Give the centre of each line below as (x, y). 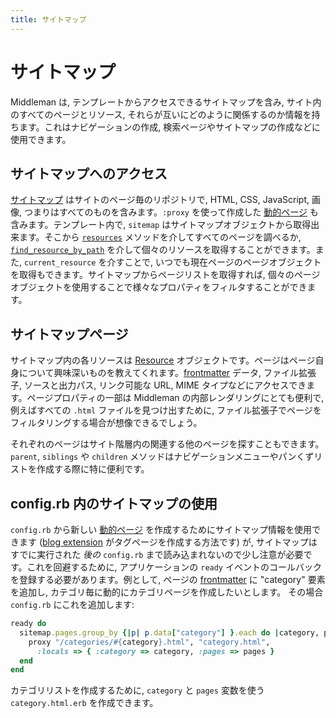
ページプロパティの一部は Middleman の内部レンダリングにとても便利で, (175, 398)
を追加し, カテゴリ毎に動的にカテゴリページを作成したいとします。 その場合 (167, 592)
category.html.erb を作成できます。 (84, 703)
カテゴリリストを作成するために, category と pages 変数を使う (137, 690)
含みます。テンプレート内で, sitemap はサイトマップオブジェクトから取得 (161, 225)
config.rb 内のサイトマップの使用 (114, 503)
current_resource (60, 263)
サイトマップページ (69, 334)
